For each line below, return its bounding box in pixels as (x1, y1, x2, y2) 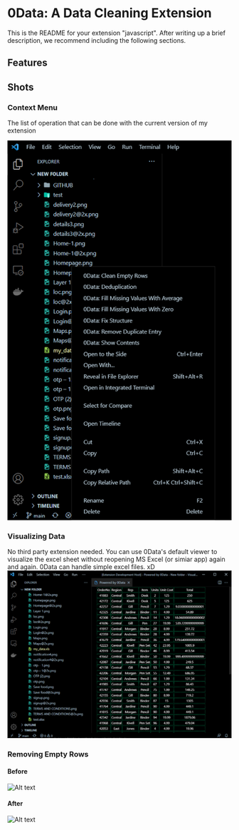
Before (7, 767, 28, 775)
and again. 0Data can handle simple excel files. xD (7, 562, 155, 571)
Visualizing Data (7, 531, 65, 541)
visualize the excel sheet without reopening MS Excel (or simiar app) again (7, 555, 225, 563)
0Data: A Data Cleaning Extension (7, 5, 212, 21)
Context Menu (7, 102, 58, 112)
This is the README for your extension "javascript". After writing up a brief (7, 29, 226, 37)
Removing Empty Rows (7, 749, 89, 759)
